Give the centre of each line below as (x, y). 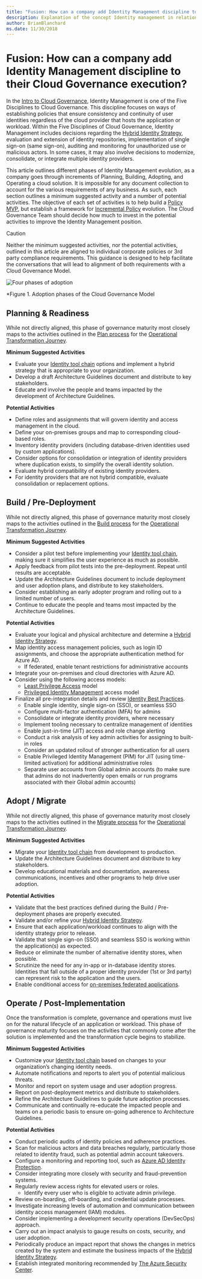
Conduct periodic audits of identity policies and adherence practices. (101, 1141)
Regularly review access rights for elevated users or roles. (87, 1187)
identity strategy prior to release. (56, 933)
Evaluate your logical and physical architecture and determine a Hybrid (103, 634)
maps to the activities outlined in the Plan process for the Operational (92, 334)
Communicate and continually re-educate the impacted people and (98, 1105)
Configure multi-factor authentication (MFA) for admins (92, 711)
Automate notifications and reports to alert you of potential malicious (100, 1073)
